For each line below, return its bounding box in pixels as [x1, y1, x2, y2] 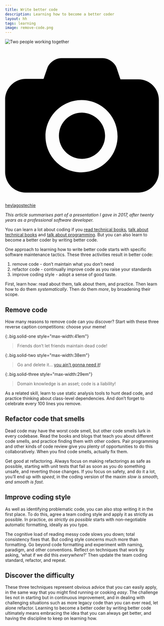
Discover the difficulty [5, 571, 75, 580]
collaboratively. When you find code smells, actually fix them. [5, 448, 128, 454]
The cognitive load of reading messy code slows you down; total [5, 531, 135, 537]
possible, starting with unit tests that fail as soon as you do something [5, 463, 145, 469]
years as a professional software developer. [5, 217, 94, 223]
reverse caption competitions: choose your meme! [5, 324, 106, 329]
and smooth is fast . [5, 479, 44, 485]
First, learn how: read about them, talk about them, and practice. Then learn [5, 281, 158, 287]
